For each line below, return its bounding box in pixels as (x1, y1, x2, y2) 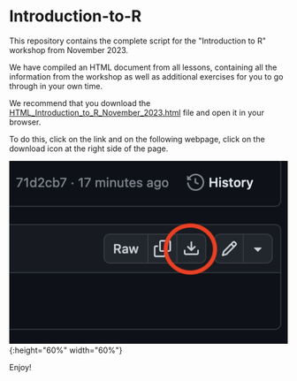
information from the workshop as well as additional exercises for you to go (9, 71, 284, 81)
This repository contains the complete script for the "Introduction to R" (9, 35, 267, 46)
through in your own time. (9, 80, 103, 91)
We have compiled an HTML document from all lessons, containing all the (9, 62, 278, 72)
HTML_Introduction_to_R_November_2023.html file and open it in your (9, 107, 265, 118)
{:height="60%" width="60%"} (9, 345, 123, 355)
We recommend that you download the (9, 97, 151, 108)
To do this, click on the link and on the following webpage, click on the (9, 133, 265, 144)
